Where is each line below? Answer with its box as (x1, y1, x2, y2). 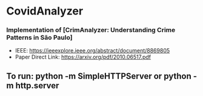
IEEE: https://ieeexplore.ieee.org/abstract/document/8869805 (15, 47, 170, 54)
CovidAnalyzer (6, 4, 84, 18)
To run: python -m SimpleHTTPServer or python (6, 71, 192, 81)
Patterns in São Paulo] (6, 33, 73, 42)
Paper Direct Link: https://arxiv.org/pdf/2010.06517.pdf (15, 53, 151, 61)
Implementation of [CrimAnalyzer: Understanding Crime (6, 26, 176, 34)
